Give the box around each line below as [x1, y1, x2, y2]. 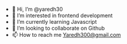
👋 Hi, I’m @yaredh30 [11, 6, 63, 12]
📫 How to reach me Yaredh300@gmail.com [11, 32, 121, 38]
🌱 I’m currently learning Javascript [11, 18, 97, 25]
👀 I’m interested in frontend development [11, 12, 113, 19]
